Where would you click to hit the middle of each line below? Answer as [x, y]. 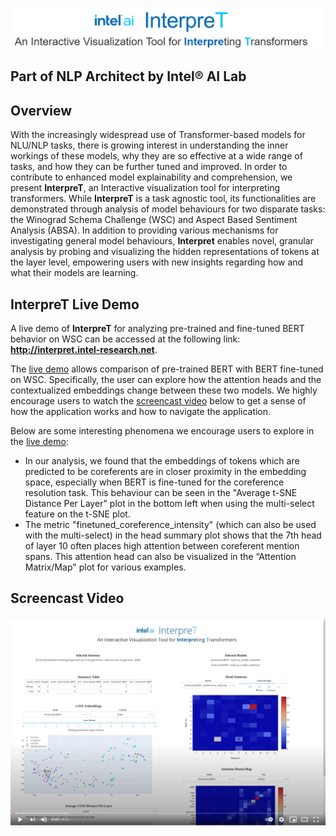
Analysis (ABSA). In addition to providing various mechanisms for [144, 230]
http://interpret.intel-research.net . [84, 349]
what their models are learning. [74, 273]
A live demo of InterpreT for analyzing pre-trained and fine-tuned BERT [157, 328]
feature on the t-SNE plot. [77, 514]
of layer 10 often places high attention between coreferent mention [162, 545]
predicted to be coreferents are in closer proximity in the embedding [165, 471]
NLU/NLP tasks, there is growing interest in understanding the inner [149, 145]
